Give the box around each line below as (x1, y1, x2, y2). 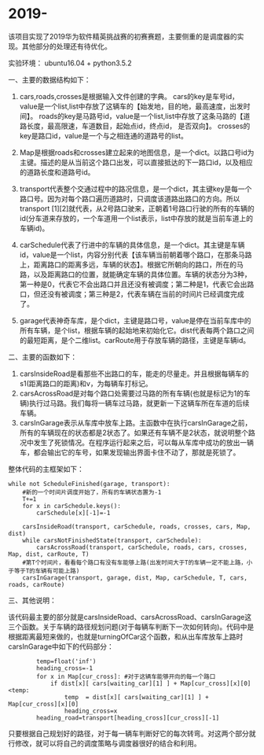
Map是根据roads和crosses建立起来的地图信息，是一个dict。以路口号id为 (19, 147, 255, 157)
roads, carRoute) (8, 580, 65, 588)
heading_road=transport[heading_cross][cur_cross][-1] (36, 713, 220, 722)
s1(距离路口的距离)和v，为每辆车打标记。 (19, 378, 152, 388)
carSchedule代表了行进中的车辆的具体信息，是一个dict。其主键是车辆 (19, 240, 245, 249)
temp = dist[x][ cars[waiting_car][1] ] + (64, 693, 210, 701)
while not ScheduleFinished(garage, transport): (8, 480, 170, 488)
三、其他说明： (8, 595, 57, 605)
